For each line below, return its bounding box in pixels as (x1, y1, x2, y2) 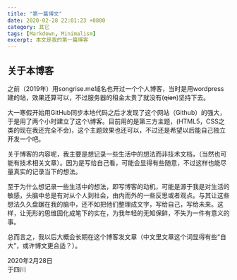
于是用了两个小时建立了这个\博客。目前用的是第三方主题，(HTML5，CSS (7, 117, 219, 126)
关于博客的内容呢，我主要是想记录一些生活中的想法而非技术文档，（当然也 (7, 150, 221, 158)
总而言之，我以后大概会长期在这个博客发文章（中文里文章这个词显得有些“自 (7, 232, 227, 241)
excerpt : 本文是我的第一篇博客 (7, 37, 89, 44)
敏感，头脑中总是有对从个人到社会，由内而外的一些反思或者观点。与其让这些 (7, 191, 230, 200)
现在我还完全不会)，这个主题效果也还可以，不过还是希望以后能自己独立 (19, 126, 226, 134)
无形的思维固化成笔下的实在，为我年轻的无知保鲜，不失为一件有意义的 (25, 209, 230, 217)
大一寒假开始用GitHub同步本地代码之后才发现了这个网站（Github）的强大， (7, 108, 226, 116)
